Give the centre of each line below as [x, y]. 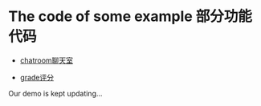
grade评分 [37, 77]
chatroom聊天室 [47, 60]
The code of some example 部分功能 [130, 16]
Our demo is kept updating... [55, 93]
